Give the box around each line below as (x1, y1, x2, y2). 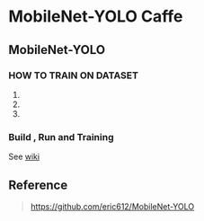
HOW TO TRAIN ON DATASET (8, 69, 138, 82)
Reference (8, 177, 68, 192)
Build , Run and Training (8, 130, 114, 143)
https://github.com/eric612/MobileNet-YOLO (30, 200, 195, 212)
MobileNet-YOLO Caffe (8, 6, 183, 27)
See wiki (8, 151, 40, 163)
